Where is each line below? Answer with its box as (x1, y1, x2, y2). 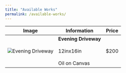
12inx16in (58, 47, 82, 54)
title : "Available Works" (5, 7, 57, 12)
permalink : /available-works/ (5, 12, 67, 17)
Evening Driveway (58, 35, 101, 42)
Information (65, 27, 94, 34)
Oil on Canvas (58, 59, 90, 66)
